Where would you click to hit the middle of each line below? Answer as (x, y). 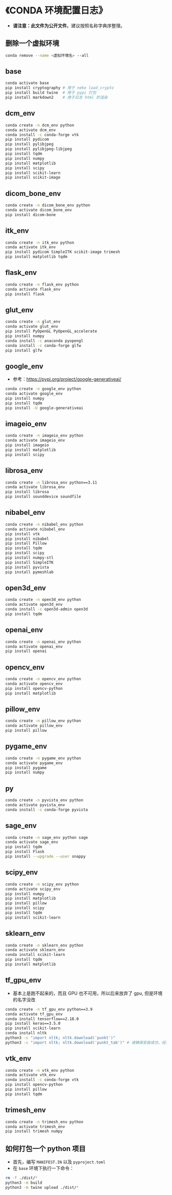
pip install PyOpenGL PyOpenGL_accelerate (51, 331)
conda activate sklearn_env (35, 950)
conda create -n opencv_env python (43, 679)
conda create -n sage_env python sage (47, 837)
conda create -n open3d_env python (43, 600)
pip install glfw (24, 350)
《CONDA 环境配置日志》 (57, 10)
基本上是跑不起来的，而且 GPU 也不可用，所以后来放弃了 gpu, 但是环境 (88, 993)
